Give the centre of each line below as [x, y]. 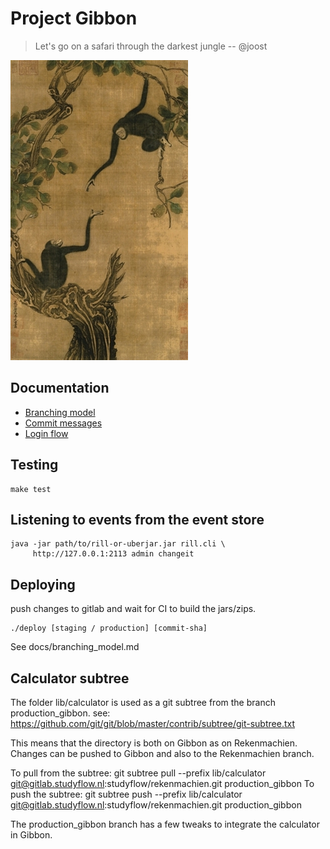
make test [31, 489]
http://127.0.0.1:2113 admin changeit [113, 554]
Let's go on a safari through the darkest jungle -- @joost [151, 46]
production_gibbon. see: [60, 713]
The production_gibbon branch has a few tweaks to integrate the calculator [165, 824]
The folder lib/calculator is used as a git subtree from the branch [143, 702]
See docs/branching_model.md [75, 647]
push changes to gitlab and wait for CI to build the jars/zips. [133, 609]
